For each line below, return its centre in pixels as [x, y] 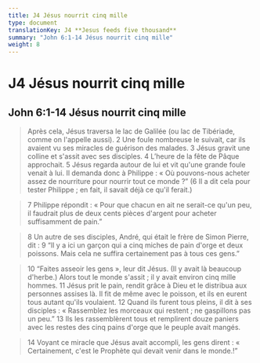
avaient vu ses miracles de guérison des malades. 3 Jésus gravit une [139, 148]
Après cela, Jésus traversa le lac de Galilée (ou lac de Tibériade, [131, 131]
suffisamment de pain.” [65, 222]
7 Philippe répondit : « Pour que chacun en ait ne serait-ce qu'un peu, [139, 205]
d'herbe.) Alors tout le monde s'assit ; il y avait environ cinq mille [132, 277]
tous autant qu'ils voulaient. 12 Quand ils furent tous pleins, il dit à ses [139, 302]
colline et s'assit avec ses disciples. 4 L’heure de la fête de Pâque [133, 156]
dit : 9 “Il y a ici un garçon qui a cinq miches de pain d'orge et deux [135, 245]
